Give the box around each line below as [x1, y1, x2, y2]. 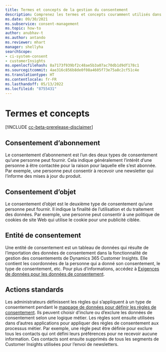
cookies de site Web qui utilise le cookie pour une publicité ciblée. [5, 217, 141, 223]
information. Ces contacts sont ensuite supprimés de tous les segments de [5, 336, 160, 342]
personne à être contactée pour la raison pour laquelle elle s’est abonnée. [5, 163, 157, 169]
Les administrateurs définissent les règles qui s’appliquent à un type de [5, 299, 152, 305]
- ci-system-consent [5, 53, 48, 59]
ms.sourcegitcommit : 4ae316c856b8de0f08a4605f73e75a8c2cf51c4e [5, 68, 140, 73]
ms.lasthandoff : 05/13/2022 [5, 81, 64, 86]
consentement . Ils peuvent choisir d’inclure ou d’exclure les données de [5, 309, 153, 315]
